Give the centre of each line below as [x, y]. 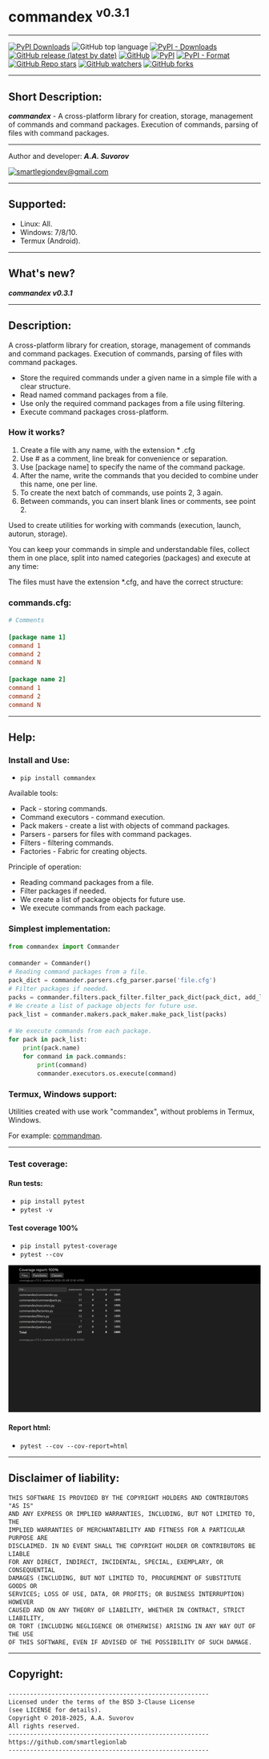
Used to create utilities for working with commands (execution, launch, [125, 525]
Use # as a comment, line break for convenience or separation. [124, 458]
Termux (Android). [50, 241]
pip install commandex [58, 778]
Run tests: [26, 1183]
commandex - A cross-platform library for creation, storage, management [131, 116]
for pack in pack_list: [48, 1040]
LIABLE [19, 1554]
